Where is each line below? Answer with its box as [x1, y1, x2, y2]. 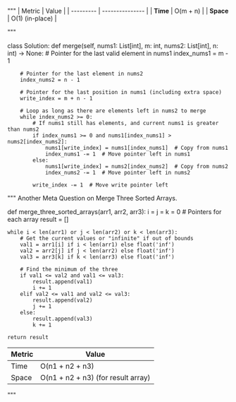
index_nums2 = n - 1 [20, 76, 80, 83]
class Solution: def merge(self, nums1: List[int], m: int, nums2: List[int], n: [7, 42, 218, 49]
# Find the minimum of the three [20, 266, 118, 273]
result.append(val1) [32, 278, 93, 285]
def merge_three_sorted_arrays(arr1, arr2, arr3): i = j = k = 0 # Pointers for [7, 208, 222, 215]
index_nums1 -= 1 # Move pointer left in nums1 [44, 150, 191, 158]
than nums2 [7, 126, 39, 133]
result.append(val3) [32, 315, 93, 322]
